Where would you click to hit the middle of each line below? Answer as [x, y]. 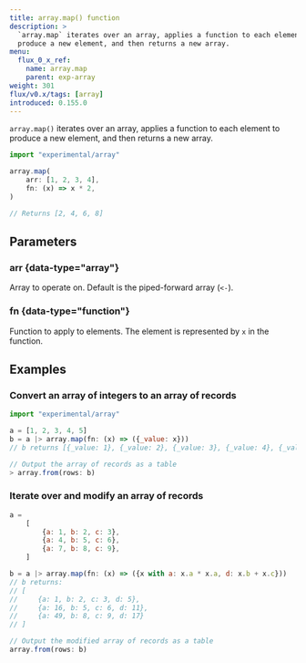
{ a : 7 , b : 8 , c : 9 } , [81, 549]
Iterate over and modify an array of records [107, 496]
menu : [20, 52]
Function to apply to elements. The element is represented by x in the [139, 331]
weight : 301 [32, 86]
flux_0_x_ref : [44, 60]
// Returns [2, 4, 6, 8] [56, 213]
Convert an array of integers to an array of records [123, 395]
